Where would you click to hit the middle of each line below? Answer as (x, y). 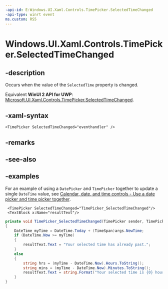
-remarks (20, 142)
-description (25, 73)
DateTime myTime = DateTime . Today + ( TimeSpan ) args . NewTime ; (79, 230)
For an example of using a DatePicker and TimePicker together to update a (82, 188)
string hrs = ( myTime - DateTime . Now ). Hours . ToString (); (83, 263)
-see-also (21, 159)
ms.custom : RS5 (21, 19)
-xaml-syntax (27, 115)
